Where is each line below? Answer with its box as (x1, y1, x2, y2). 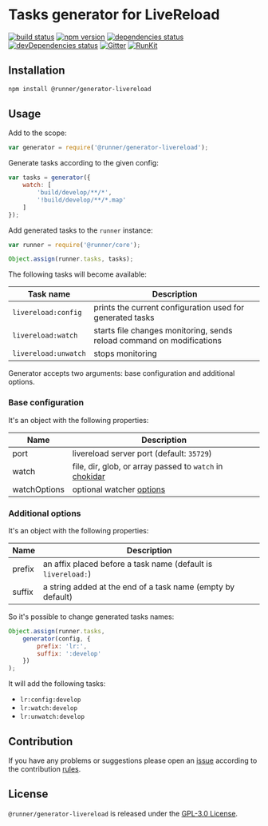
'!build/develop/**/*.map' (37, 196, 127, 204)
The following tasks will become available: (8, 269, 148, 279)
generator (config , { (22, 634, 91, 643)
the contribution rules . (8, 764, 81, 773)
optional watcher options (72, 484, 166, 495)
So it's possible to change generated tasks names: (8, 612, 175, 621)
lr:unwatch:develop (19, 713, 85, 721)
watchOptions (12, 484, 65, 495)
